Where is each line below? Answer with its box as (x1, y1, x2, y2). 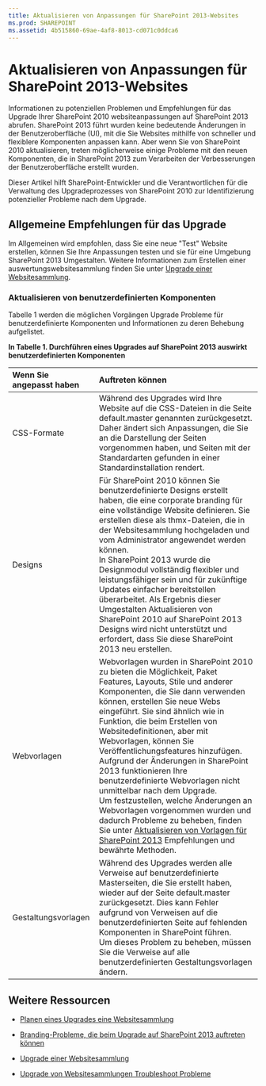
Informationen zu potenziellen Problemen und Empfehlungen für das (8, 104, 232, 113)
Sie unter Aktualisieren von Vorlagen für (98, 825, 247, 836)
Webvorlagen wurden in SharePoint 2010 (98, 656, 253, 667)
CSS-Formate (12, 427, 65, 438)
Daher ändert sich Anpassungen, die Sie (98, 423, 249, 434)
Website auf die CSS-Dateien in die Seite (98, 403, 252, 414)
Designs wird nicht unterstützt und (98, 624, 227, 635)
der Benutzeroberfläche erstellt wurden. (8, 163, 139, 172)
